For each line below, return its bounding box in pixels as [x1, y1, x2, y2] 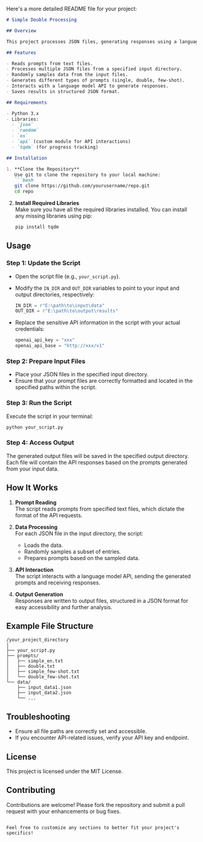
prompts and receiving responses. [14, 579, 101, 586]
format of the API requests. [14, 511, 83, 519]
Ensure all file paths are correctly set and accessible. [14, 728, 147, 735]
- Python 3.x [6, 110, 39, 117]
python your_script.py [6, 424, 63, 430]
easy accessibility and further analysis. [14, 603, 113, 610]
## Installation [6, 155, 47, 161]
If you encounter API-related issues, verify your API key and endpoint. [14, 734, 189, 742]
